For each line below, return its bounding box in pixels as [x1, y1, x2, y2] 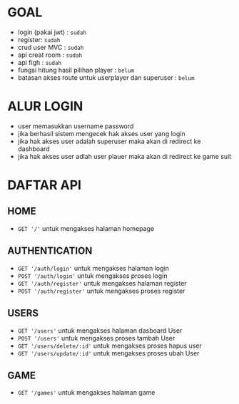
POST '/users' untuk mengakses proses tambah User [17, 333, 176, 342]
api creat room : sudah [17, 51, 83, 59]
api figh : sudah [17, 58, 62, 66]
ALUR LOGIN [7, 98, 83, 115]
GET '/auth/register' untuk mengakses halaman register [17, 279, 187, 287]
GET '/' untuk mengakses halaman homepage [17, 224, 155, 232]
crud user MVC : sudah [17, 43, 84, 51]
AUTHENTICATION [7, 245, 93, 257]
